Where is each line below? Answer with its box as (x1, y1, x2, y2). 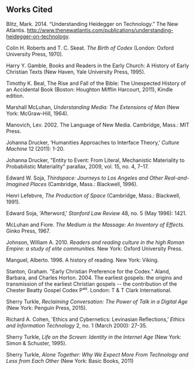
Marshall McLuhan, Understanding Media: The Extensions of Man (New (6, 103, 180, 111)
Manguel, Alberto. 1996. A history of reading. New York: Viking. (6, 256, 159, 263)
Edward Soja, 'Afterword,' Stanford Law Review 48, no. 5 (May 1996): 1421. (6, 209, 187, 217)
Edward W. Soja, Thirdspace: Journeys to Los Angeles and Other (6, 174, 163, 181)
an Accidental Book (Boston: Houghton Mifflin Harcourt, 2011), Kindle (6, 85, 173, 93)
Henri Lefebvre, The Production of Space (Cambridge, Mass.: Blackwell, (6, 191, 181, 199)
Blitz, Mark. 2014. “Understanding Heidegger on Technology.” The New (6, 20, 179, 27)
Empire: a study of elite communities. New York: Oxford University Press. (6, 245, 183, 252)
